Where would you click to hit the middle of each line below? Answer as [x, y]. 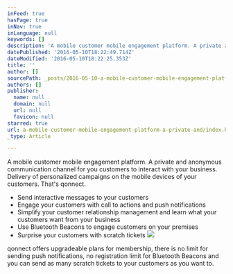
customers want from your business [69, 220]
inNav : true [24, 26]
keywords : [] [26, 40]
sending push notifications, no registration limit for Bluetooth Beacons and [113, 256]
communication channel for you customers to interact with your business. [112, 169]
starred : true [28, 123]
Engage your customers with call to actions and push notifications [111, 205]
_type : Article [29, 136]
